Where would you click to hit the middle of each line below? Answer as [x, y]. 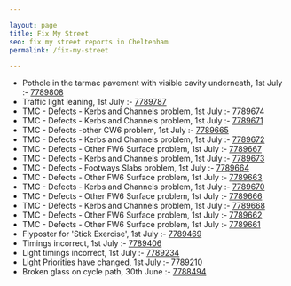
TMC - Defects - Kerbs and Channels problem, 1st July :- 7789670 [143, 187]
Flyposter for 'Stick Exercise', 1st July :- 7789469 [112, 234]
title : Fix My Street [49, 33]
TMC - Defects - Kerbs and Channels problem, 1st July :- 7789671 [142, 121]
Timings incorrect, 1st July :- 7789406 [92, 243]
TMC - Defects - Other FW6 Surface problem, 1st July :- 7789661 [141, 225]
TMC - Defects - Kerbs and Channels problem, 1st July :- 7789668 [144, 206]
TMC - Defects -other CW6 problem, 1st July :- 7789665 [125, 131]
